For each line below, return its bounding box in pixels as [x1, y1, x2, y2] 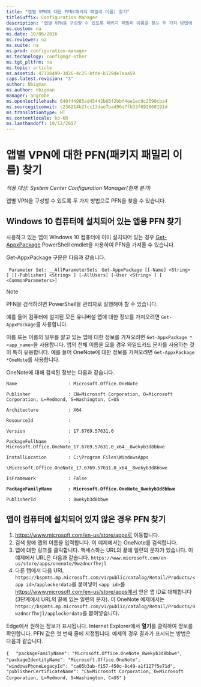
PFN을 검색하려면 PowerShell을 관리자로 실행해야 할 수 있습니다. [6, 300, 158, 307]
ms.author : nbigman [6, 87, 55, 93]
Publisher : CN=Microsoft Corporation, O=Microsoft [6, 391, 173, 397]
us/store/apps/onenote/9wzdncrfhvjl [14, 560, 107, 567]
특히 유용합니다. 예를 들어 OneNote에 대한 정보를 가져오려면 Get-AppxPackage [12, 348, 195, 355]
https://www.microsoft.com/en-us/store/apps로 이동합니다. [14, 531, 160, 539]
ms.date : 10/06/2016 [6, 31, 58, 37]
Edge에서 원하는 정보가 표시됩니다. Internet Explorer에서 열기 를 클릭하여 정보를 [6, 622, 193, 629]
